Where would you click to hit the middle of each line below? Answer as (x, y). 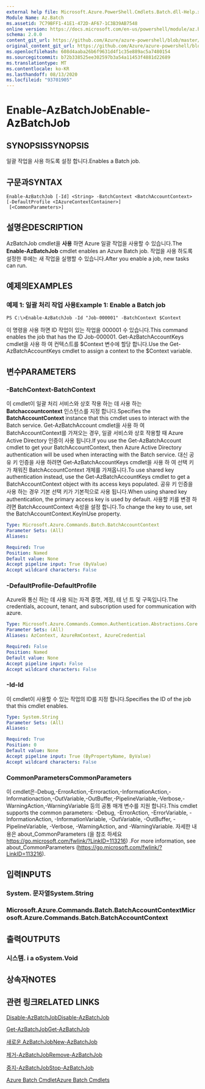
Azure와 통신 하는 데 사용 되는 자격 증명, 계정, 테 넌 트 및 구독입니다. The (92, 600)
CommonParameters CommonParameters (69, 777)
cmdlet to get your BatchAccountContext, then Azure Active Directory (94, 447)
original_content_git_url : (41, 46)
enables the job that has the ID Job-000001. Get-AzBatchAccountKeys (95, 337)
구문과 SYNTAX (34, 182)
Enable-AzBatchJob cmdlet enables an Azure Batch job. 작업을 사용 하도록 (100, 251)
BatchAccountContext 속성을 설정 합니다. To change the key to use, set (105, 507)
